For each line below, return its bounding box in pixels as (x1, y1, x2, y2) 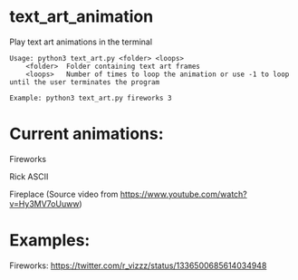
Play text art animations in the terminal (9, 36, 152, 47)
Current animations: (9, 124, 165, 144)
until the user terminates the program (9, 77, 160, 87)
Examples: (9, 230, 91, 251)
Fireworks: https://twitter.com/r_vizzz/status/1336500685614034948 (9, 260, 267, 271)
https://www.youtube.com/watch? (120, 188, 247, 199)
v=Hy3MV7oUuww (9, 198, 80, 209)
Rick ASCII (9, 170, 49, 182)
